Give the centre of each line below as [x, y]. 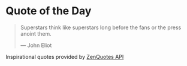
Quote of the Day [49, 11]
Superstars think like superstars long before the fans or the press [101, 27]
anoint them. [36, 33]
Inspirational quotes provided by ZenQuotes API [65, 56]
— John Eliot [36, 45]
